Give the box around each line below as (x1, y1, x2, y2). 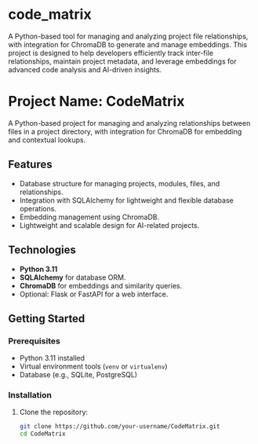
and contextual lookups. (8, 135, 86, 145)
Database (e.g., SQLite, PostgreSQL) (19, 370, 138, 380)
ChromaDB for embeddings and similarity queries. (19, 281, 183, 290)
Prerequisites (8, 336, 60, 347)
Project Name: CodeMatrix (8, 93, 185, 111)
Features (8, 158, 53, 171)
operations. (19, 204, 57, 213)
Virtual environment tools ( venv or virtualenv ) (19, 361, 168, 371)
